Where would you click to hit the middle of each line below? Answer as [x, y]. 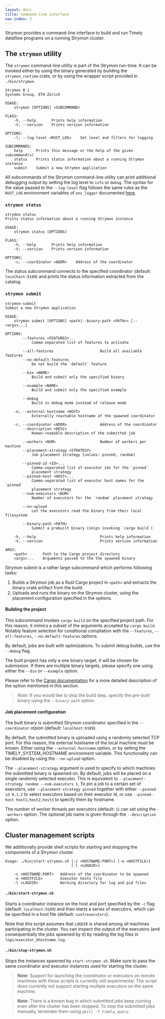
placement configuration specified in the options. [62, 598]
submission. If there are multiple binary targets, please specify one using [79, 665]
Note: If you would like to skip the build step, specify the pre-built [83, 695]
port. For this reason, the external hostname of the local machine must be [80, 743]
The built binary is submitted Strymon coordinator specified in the [72, 723]
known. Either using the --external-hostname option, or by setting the [75, 748]
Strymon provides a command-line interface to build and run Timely [74, 33]
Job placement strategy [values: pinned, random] [83, 454]
